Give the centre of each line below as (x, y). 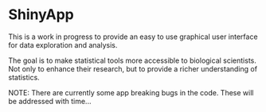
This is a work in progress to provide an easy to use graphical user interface (133, 37)
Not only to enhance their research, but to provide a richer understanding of (133, 68)
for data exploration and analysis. (63, 44)
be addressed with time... (50, 101)
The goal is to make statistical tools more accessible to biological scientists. (133, 60)
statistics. (24, 77)
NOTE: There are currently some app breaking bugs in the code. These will (131, 92)
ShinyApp (41, 15)
